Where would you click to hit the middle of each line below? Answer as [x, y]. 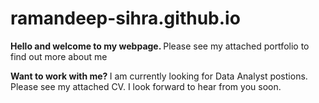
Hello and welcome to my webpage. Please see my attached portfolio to [160, 46]
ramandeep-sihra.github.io [125, 18]
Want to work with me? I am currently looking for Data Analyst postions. [159, 76]
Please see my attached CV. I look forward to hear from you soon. [146, 86]
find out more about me [59, 56]
